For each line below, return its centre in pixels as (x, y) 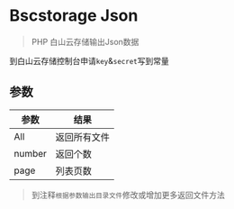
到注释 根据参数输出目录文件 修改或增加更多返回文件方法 (128, 195)
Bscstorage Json (74, 16)
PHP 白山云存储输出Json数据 (85, 41)
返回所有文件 (83, 137)
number (31, 153)
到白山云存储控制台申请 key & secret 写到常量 (89, 60)
